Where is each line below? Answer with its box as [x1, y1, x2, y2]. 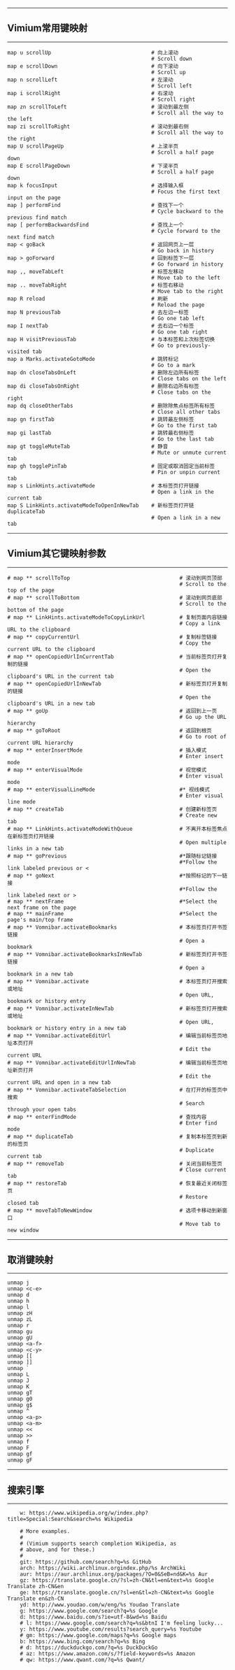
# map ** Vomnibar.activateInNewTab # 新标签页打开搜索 [7, 1005, 228, 1012]
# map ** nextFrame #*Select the [7, 898, 218, 905]
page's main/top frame [7, 916, 73, 923]
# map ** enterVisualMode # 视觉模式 [7, 766, 207, 773]
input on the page [7, 194, 61, 201]
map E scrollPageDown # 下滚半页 [7, 162, 179, 169]
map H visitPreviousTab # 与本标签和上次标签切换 [7, 336, 215, 343]
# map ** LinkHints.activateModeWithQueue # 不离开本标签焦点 [7, 825, 228, 832]
